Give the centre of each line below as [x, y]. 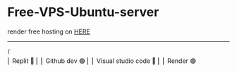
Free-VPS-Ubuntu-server [83, 12]
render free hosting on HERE [49, 31]
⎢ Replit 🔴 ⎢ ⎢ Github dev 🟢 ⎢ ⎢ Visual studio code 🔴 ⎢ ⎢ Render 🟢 [102, 61]
